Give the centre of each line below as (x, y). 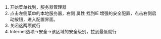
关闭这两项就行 (25, 25)
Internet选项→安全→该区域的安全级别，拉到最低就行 (63, 31)
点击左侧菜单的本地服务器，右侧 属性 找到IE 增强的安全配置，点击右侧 (81, 13)
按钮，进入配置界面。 (36, 19)
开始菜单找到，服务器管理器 (38, 7)
